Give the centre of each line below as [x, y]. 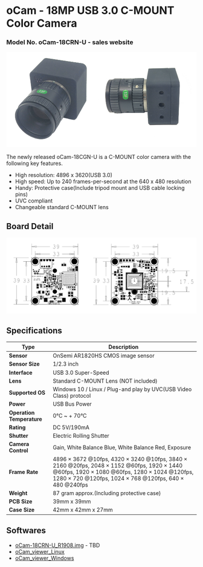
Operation [22, 412]
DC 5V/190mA [71, 427]
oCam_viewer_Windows [44, 558]
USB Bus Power [72, 404]
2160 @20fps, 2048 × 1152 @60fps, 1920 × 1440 [118, 465]
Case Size [22, 510]
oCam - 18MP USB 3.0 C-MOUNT [90, 11]
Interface [21, 372]
